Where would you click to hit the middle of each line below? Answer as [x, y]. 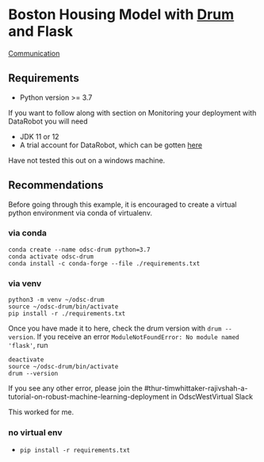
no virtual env [35, 433]
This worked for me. [41, 412]
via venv [25, 283]
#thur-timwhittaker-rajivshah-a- [196, 388]
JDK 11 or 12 [39, 136]
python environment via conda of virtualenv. [80, 212]
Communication [34, 53]
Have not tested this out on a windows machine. [87, 160]
